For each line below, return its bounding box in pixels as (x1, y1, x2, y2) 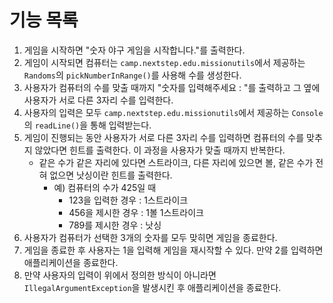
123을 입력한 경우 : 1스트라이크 (68, 194, 189, 206)
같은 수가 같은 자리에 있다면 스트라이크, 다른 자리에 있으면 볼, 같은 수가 (38, 156, 314, 168)
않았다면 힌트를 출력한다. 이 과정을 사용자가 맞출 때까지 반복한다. (34, 144, 286, 156)
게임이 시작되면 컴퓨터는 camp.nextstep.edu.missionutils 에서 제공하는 (23, 56, 306, 68)
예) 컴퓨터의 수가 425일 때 (53, 181, 157, 193)
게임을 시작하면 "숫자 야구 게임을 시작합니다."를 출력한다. (23, 44, 246, 56)
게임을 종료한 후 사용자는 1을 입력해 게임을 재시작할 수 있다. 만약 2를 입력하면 (23, 244, 324, 256)
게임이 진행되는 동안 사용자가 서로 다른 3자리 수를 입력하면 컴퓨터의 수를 (23, 131, 305, 143)
